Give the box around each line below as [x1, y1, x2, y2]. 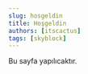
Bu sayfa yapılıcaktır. [8, 56, 78, 66]
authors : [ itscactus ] [8, 27, 82, 35]
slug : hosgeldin [8, 11, 63, 20]
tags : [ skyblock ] [8, 34, 67, 43]
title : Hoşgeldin [8, 19, 67, 27]
